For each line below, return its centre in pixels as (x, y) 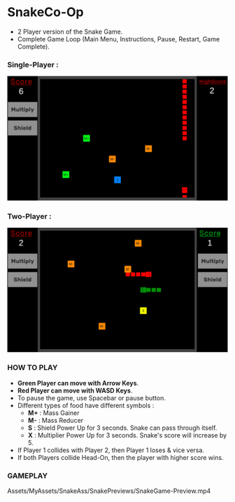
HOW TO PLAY (33, 367)
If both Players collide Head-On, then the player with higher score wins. (120, 457)
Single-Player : (33, 65)
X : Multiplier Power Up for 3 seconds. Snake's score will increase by (127, 435)
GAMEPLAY (27, 475)
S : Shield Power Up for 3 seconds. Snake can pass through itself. (122, 428)
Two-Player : (29, 216)
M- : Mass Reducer (56, 420)
